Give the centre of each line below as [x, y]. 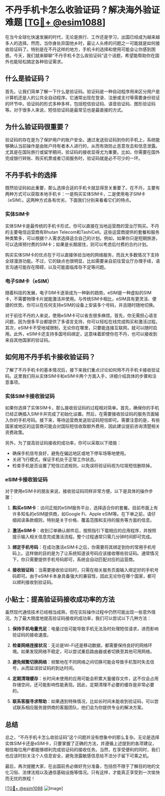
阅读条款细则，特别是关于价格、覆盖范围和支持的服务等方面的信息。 [85, 520]
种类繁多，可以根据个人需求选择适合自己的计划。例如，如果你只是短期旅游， [82, 238]
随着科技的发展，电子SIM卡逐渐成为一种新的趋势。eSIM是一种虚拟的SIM [78, 292]
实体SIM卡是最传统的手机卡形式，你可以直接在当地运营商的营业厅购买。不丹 [82, 226]
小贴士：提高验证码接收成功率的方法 [60, 599]
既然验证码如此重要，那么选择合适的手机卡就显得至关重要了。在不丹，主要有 [82, 188]
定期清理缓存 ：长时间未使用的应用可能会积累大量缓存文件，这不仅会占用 [85, 679]
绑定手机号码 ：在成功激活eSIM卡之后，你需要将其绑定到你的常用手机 [82, 547]
